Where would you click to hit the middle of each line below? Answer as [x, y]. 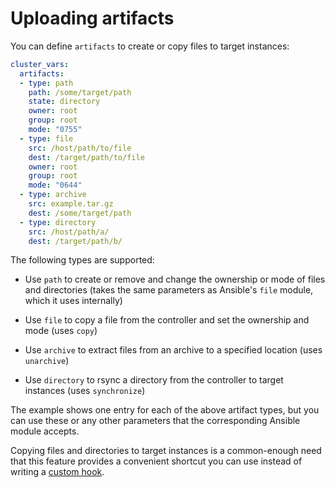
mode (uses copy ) [61, 331]
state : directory [64, 102]
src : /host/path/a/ [69, 232]
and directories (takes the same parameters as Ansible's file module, [169, 290]
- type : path [46, 83]
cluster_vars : [40, 64]
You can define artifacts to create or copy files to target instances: [150, 46]
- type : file [46, 138]
